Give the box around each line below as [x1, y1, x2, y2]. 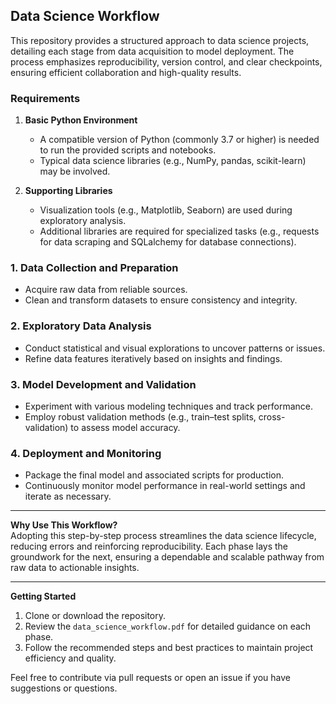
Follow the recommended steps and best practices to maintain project [24, 642, 314, 654]
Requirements [10, 91, 81, 105]
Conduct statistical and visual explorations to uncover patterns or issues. [24, 342, 326, 354]
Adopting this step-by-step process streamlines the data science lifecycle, [10, 530, 317, 542]
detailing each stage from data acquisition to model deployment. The [10, 45, 295, 57]
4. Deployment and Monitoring [10, 446, 162, 460]
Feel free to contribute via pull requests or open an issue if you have [10, 672, 292, 684]
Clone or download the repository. [24, 610, 167, 622]
